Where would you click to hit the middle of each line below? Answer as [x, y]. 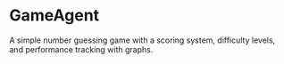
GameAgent [54, 16]
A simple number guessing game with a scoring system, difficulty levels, [142, 40]
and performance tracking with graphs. [81, 49]
